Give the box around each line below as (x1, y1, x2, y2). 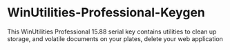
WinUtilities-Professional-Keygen (7, 5, 205, 21)
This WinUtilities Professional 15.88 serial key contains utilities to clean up (7, 27, 217, 36)
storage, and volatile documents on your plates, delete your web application (7, 34, 223, 42)
